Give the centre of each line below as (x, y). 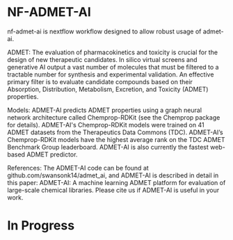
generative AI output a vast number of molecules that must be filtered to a (113, 67)
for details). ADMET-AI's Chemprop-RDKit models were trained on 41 (106, 125)
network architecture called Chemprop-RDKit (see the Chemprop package (114, 117)
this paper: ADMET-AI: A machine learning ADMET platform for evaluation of (116, 182)
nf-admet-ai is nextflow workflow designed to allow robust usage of (104, 31)
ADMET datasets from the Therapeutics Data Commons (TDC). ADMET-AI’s (115, 132)
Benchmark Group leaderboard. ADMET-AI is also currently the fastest (108, 147)
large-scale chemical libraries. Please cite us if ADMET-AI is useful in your (113, 190)
